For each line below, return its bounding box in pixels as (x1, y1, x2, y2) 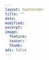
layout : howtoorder (5, 7, 44, 12)
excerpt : (5, 25, 23, 30)
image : (5, 30, 18, 34)
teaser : (9, 39, 25, 44)
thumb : (9, 43, 23, 48)
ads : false (5, 47, 27, 52)
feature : (9, 34, 27, 39)
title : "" (5, 12, 25, 16)
